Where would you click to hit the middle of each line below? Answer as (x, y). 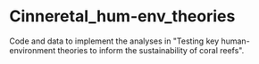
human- (235, 41)
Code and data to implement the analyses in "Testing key (114, 41)
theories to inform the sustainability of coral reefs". (151, 50)
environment (33, 50)
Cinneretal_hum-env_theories (122, 16)
